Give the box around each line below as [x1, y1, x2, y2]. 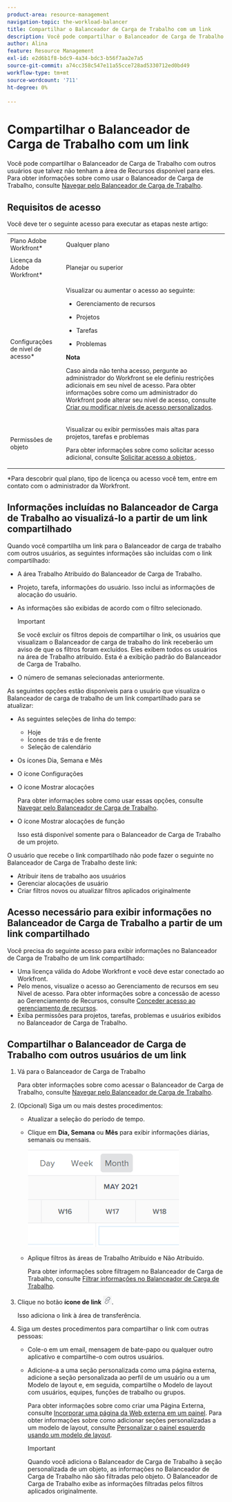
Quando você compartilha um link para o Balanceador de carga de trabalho [7, 541, 222, 550]
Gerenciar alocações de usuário [17, 879, 108, 887]
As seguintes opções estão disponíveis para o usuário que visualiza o [7, 686, 206, 695]
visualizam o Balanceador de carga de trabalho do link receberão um [17, 637, 214, 646]
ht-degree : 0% [7, 84, 48, 91]
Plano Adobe [10, 237, 47, 245]
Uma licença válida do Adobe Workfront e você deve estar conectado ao [17, 967, 224, 975]
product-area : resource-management [7, 11, 110, 18]
